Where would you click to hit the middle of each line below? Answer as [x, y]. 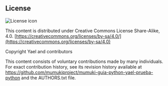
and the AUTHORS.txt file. [49, 78]
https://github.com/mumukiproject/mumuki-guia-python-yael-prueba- [79, 72]
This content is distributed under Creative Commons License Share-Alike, [82, 31]
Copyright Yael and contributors [39, 51]
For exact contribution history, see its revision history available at [74, 67]
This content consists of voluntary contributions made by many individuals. [84, 61]
